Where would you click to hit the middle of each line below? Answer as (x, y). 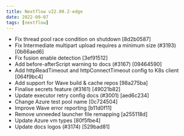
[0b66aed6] (29, 52)
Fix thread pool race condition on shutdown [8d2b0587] (83, 39)
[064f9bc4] (29, 77)
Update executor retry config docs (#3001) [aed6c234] (82, 95)
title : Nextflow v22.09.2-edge (45, 11)
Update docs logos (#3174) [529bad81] (62, 127)
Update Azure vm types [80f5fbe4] (57, 121)
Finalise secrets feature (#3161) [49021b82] (68, 89)
